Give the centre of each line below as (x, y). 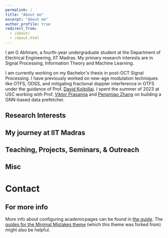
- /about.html (24, 38)
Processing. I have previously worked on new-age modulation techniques (81, 78)
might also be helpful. (28, 230)
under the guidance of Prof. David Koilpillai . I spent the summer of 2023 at (82, 89)
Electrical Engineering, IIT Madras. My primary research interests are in (79, 57)
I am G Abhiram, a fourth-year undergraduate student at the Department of (83, 52)
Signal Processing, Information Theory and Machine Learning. (70, 63)
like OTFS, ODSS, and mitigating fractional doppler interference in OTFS (80, 83)
